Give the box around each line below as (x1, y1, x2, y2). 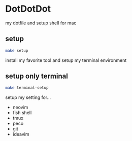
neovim (12, 104, 28, 111)
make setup (5, 48, 28, 53)
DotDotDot (5, 3, 51, 15)
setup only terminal (5, 72, 69, 81)
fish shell (12, 110, 32, 116)
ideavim (12, 131, 29, 137)
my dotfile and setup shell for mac (5, 20, 77, 26)
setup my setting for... (5, 94, 51, 100)
